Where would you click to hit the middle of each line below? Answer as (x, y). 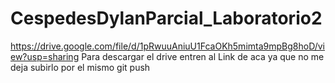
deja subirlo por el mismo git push (80, 67)
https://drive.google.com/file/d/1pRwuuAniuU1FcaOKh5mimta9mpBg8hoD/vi (168, 46)
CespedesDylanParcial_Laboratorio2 (166, 18)
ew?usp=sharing (45, 56)
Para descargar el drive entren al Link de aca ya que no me (203, 56)
